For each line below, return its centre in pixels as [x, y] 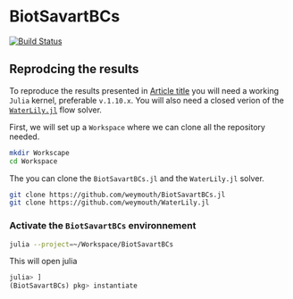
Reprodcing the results [74, 69]
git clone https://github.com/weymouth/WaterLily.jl [109, 203]
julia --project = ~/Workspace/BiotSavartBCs [92, 244]
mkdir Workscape [39, 153]
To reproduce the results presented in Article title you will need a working [144, 90]
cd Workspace [33, 161]
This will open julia [43, 262]
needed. [25, 137]
